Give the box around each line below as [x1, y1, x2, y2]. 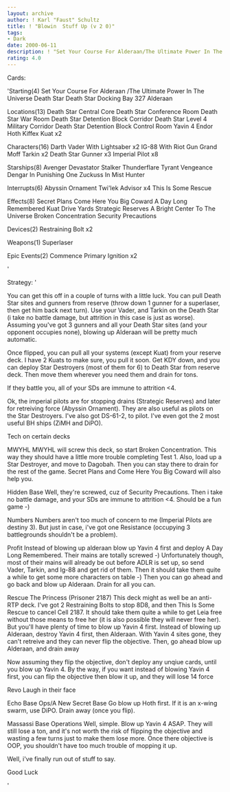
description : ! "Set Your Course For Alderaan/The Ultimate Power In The [7, 49, 223, 56]
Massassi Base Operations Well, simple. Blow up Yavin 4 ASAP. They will [7, 719, 213, 727]
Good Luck [7, 768, 38, 776]
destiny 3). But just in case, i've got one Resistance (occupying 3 [7, 523, 191, 531]
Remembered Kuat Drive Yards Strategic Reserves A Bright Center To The [7, 204, 216, 213]
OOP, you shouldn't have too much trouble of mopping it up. [7, 741, 177, 749]
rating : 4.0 [7, 55, 41, 62]
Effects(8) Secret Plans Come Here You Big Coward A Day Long [7, 197, 187, 205]
